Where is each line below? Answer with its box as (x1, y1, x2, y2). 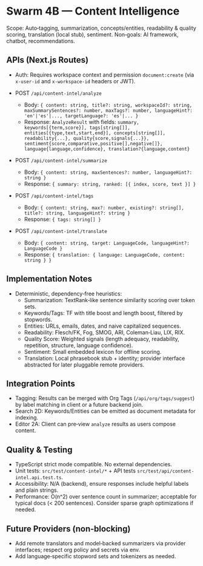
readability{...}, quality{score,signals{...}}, (24, 135, 150, 141)
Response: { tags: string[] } (24, 215, 101, 223)
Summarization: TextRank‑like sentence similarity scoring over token (24, 296, 195, 303)
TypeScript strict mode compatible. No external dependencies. (15, 461, 173, 468)
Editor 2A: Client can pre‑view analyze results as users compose (15, 421, 176, 428)
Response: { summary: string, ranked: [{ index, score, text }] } (24, 180, 196, 187)
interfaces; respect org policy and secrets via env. (15, 546, 141, 553)
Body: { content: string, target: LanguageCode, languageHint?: (24, 239, 190, 246)
